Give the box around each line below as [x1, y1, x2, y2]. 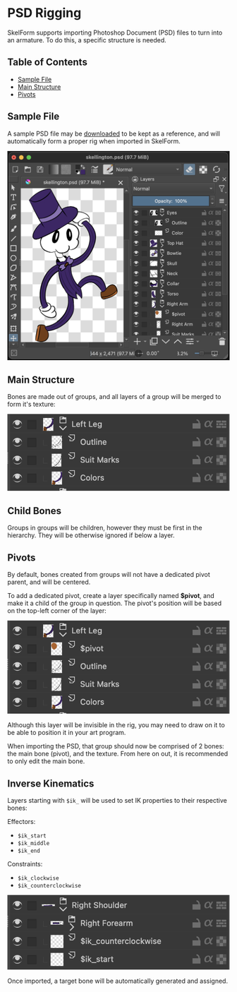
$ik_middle [17, 840, 50, 847]
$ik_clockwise [17, 875, 59, 882]
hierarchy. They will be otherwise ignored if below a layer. [7, 531, 175, 539]
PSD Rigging [7, 5, 82, 21]
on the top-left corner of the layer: [7, 606, 107, 615]
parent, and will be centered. [7, 578, 91, 586]
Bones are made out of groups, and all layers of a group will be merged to [7, 393, 221, 401]
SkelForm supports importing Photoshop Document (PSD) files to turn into [7, 28, 223, 37]
